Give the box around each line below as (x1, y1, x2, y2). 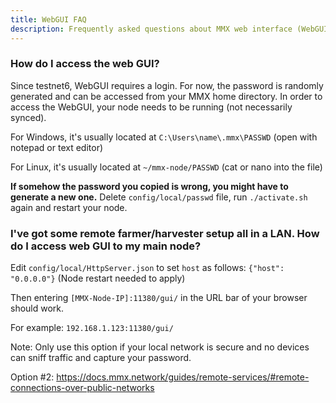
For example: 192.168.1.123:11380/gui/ (10, 322, 174, 334)
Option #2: (10, 371, 55, 383)
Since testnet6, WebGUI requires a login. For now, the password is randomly (10, 79, 324, 91)
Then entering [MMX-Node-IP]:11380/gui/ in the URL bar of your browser (10, 292, 308, 304)
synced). (10, 111, 47, 123)
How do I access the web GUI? (10, 57, 160, 71)
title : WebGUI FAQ (10, 14, 87, 25)
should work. (10, 302, 65, 315)
